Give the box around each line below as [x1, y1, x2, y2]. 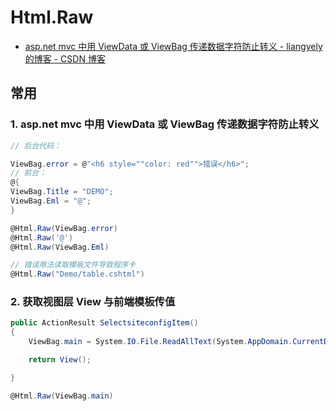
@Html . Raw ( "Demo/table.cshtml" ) [10, 269, 145, 280]
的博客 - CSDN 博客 [24, 52, 106, 65]
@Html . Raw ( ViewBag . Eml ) [10, 242, 110, 252]
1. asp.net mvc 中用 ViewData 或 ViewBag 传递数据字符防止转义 [10, 117, 320, 131]
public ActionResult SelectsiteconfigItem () [10, 318, 199, 328]
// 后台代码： [10, 141, 62, 151]
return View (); [28, 355, 92, 365]
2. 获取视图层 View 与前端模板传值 [10, 295, 176, 309]
